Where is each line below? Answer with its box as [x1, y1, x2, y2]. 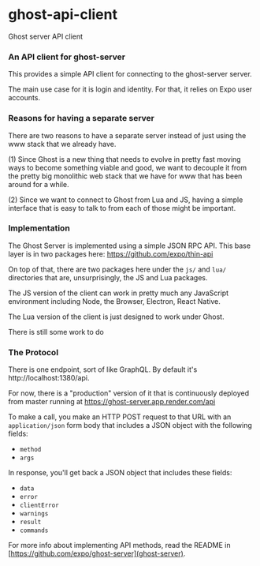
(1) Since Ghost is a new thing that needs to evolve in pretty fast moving [8, 154, 242, 163]
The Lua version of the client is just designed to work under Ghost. [8, 312, 225, 321]
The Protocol [8, 347, 59, 358]
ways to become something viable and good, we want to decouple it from [8, 163, 247, 172]
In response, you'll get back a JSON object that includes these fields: [8, 468, 232, 478]
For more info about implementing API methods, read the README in [8, 541, 231, 550]
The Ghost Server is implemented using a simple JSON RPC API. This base [8, 241, 251, 250]
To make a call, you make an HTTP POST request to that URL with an [8, 412, 232, 422]
